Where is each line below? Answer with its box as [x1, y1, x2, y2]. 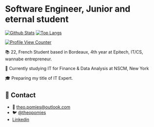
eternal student [5, 14, 69, 25]
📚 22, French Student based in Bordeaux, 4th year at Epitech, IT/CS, [5, 49, 143, 54]
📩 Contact [5, 91, 36, 99]
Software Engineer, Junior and [5, 3, 131, 15]
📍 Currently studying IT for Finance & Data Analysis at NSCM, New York [5, 65, 149, 71]
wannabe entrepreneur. [5, 56, 52, 62]
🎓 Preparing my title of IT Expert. [5, 75, 73, 81]
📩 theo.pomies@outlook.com [12, 104, 71, 110]
